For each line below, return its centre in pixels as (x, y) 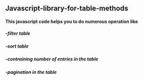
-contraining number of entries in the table (52, 59)
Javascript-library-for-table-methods (67, 8)
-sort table (17, 46)
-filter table (18, 33)
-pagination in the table (31, 72)
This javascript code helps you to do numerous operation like (72, 21)
